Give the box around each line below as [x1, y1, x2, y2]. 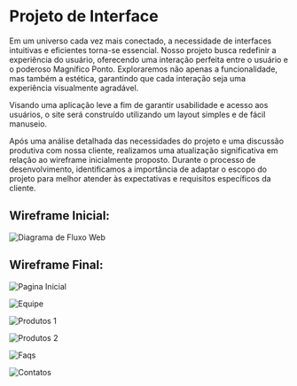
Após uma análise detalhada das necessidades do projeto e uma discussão [9, 135, 285, 146]
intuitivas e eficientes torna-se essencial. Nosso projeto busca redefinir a [9, 44, 277, 55]
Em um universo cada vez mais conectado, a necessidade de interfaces [9, 35, 272, 46]
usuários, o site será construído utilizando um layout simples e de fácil [9, 109, 266, 120]
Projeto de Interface [9, 6, 159, 27]
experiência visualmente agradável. [9, 82, 139, 93]
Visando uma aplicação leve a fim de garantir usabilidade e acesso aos [9, 99, 269, 110]
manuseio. [9, 118, 48, 129]
